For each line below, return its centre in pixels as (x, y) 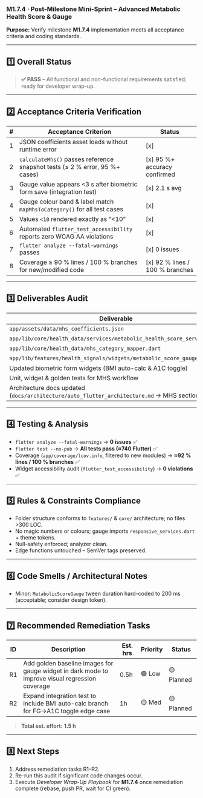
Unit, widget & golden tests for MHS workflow (74, 378)
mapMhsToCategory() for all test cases (71, 209)
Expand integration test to (60, 696)
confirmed (160, 174)
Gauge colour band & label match (66, 202)
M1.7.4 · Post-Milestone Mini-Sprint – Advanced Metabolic (94, 9)
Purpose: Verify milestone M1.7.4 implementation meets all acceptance (95, 30)
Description (68, 649)
